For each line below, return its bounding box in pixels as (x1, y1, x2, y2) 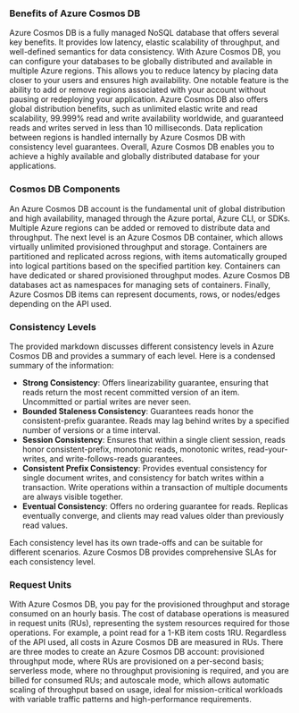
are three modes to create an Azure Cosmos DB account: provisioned (9, 647, 265, 658)
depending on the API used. (9, 298, 112, 309)
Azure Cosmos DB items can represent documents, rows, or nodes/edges (9, 289, 281, 300)
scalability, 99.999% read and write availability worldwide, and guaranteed (9, 113, 284, 123)
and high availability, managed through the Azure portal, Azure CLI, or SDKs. (9, 213, 291, 224)
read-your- (247, 444, 288, 454)
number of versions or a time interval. (21, 424, 161, 436)
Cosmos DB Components (9, 182, 120, 195)
